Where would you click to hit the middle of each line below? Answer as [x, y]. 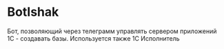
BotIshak [33, 12]
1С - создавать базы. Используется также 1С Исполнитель [94, 38]
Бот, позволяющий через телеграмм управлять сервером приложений [112, 31]
